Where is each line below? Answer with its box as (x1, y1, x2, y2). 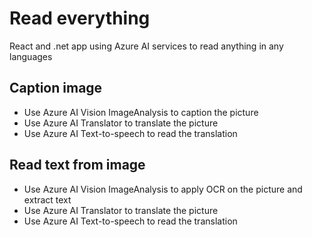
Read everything (9, 7, 151, 30)
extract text (23, 193, 72, 206)
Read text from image (9, 157, 146, 174)
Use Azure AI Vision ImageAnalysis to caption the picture (23, 106, 259, 118)
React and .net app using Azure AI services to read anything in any (9, 40, 284, 52)
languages (9, 50, 53, 62)
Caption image (9, 80, 103, 97)
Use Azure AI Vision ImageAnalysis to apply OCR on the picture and (23, 183, 303, 195)
